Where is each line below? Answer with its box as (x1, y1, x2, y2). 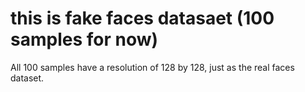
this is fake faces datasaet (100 (10, 7, 275, 30)
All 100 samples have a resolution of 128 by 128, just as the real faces (10, 61, 295, 73)
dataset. (10, 72, 45, 84)
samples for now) (10, 28, 159, 51)
